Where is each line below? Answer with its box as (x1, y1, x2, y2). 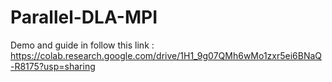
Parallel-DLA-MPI (10, 6, 158, 29)
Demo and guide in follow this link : (10, 39, 155, 51)
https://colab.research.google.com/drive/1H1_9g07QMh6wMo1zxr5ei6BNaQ (10, 49, 323, 61)
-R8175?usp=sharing (10, 60, 96, 72)
